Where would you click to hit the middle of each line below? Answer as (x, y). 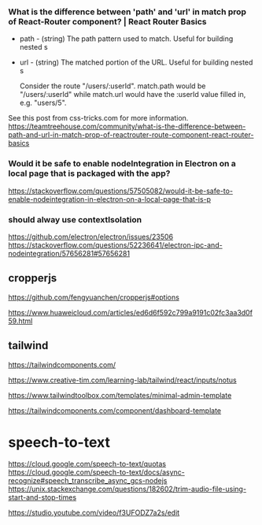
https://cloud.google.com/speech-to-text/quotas (87, 464)
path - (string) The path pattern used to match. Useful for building (126, 39)
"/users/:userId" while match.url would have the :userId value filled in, (133, 95)
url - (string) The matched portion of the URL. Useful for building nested (136, 62)
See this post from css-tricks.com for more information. (98, 118)
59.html (20, 321)
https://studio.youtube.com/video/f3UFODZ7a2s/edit (94, 513)
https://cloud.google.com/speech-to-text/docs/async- (96, 472)
